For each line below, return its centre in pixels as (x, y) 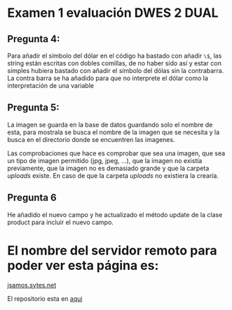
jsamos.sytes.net (32, 285)
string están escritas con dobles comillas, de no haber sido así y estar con (115, 63)
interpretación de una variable (51, 85)
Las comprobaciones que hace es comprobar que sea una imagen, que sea (116, 153)
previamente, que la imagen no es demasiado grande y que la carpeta (108, 168)
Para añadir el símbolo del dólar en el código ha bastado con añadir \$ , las (115, 56)
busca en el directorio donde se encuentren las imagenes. (91, 139)
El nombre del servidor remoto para (112, 250)
